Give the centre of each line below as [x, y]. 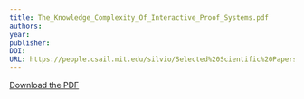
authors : [26, 26]
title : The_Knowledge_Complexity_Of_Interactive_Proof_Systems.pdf [139, 18]
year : [19, 34]
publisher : [30, 43]
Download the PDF [44, 85]
